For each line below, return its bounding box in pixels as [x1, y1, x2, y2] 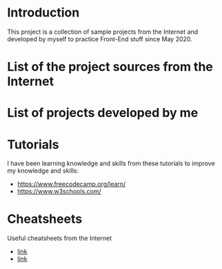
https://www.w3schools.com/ [17, 187, 101, 195]
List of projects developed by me [7, 105, 199, 121]
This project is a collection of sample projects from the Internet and [7, 28, 199, 36]
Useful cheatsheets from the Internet [7, 234, 112, 242]
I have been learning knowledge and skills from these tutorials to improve [7, 160, 215, 168]
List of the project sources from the [7, 59, 214, 75]
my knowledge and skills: [7, 166, 79, 175]
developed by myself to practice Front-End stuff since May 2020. [7, 34, 193, 43]
